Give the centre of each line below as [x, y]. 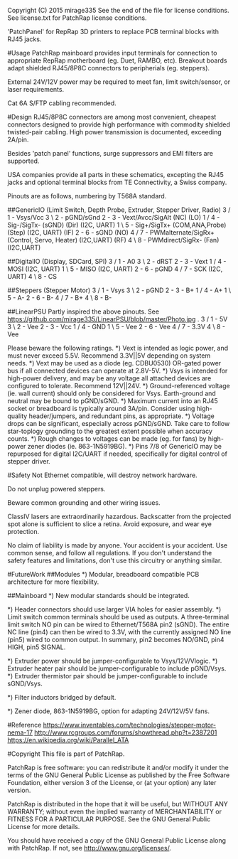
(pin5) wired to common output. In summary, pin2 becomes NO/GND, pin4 [116, 640]
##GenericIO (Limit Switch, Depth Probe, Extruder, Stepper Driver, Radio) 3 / [119, 210]
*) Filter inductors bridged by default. [62, 697]
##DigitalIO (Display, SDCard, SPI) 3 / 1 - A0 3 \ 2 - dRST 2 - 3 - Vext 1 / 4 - [117, 261]
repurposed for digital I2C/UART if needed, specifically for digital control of [117, 454]
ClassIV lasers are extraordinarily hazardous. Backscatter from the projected [119, 516]
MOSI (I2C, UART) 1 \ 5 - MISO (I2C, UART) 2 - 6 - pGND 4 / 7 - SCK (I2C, [115, 269]
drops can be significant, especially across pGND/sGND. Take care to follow [119, 423]
